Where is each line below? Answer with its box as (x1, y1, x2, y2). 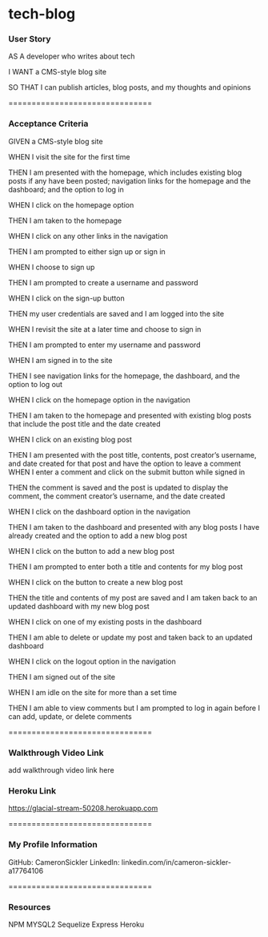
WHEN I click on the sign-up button (8, 293, 126, 303)
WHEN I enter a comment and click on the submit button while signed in (8, 466, 246, 477)
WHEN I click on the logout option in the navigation (8, 656, 176, 666)
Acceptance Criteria (8, 118, 89, 129)
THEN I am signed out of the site (8, 672, 116, 681)
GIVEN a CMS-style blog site (8, 136, 103, 146)
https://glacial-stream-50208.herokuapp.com (8, 803, 158, 814)
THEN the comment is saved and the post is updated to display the (8, 483, 229, 492)
